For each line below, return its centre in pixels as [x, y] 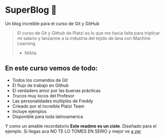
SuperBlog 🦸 [31, 10]
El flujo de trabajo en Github [40, 85]
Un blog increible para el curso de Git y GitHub [52, 23]
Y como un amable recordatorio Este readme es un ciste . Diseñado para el [81, 126]
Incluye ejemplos [29, 111]
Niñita [30, 53]
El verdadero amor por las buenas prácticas [56, 91]
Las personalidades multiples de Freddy [53, 101]
